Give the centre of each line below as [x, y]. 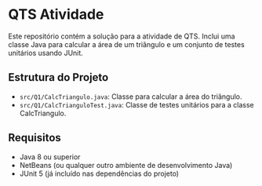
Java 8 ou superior [50, 157]
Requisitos [35, 138]
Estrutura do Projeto [58, 77]
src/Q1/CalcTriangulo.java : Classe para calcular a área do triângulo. [131, 97]
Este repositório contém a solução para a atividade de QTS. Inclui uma [122, 36]
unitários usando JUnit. [46, 53]
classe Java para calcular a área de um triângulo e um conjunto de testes [126, 44]
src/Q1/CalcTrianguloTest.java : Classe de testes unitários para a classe [136, 104]
